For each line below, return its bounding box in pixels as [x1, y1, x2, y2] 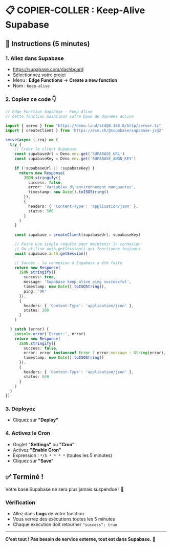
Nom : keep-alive [12, 82, 50, 89]
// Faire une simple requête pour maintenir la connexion [14, 242, 141, 247]
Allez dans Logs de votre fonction [12, 510, 84, 516]
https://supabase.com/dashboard [12, 66, 84, 72]
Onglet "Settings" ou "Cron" [12, 441, 75, 447]
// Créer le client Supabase [14, 147, 77, 152]
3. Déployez [5, 405, 36, 412]
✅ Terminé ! [5, 472, 44, 482]
